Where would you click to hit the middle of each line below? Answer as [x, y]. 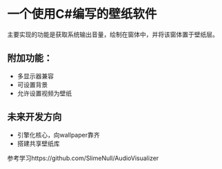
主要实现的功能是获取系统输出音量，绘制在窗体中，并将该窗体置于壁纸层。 [113, 34]
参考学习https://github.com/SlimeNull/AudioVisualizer [83, 158]
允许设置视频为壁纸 [44, 93]
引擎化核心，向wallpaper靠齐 [58, 135]
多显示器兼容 [35, 76]
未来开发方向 [34, 117]
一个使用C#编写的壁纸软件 [82, 14]
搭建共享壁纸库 [38, 143]
